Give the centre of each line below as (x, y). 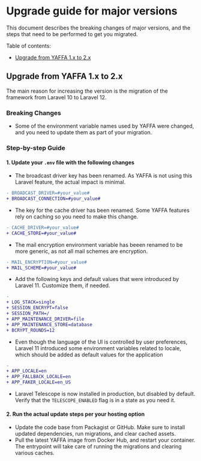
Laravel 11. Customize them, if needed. (62, 286)
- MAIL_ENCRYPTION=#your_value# (46, 262)
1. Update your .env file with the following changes (70, 162)
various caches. (35, 453)
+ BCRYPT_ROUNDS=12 (31, 330)
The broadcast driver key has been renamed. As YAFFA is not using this (103, 176)
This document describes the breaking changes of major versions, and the (98, 28)
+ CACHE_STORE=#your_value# (41, 233)
